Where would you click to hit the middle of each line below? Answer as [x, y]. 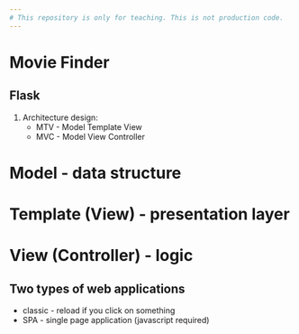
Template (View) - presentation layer [149, 214]
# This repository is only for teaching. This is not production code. [146, 18]
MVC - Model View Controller [91, 136]
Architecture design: [60, 117]
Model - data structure [95, 173]
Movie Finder [59, 62]
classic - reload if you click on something [99, 311]
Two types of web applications [97, 288]
